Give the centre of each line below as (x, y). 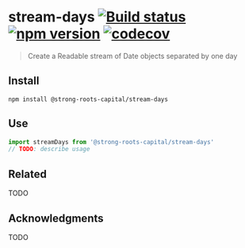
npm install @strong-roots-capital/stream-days (88, 99)
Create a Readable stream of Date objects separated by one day (132, 56)
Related (28, 174)
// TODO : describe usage (49, 149)
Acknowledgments (56, 218)
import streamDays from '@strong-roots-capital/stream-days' (111, 142)
